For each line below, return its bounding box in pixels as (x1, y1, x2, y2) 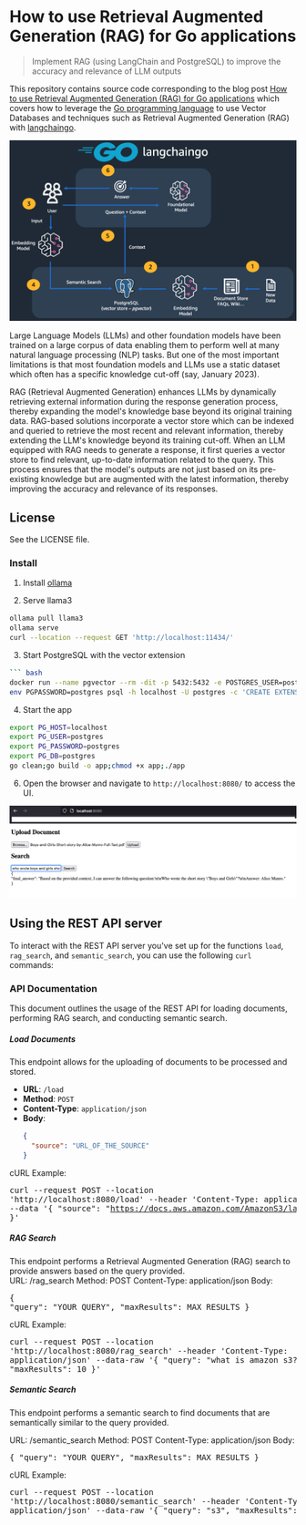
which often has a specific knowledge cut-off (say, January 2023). (9, 369, 260, 380)
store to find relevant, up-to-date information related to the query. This (9, 454, 275, 466)
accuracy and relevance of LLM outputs (31, 66, 182, 77)
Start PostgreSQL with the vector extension (22, 649, 186, 660)
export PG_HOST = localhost (9, 723, 107, 732)
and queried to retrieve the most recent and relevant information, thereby (9, 426, 284, 437)
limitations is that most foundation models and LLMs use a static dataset (9, 359, 280, 370)
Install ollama (22, 577, 73, 589)
